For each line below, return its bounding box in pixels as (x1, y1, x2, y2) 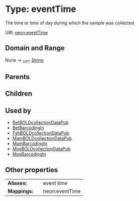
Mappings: (7, 188, 34, 195)
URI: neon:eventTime (5, 29, 48, 35)
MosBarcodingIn (12, 151, 46, 157)
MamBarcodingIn (12, 140, 48, 147)
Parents (5, 72, 30, 81)
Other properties (5, 165, 58, 174)
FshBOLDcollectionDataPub (12, 130, 69, 136)
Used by (5, 106, 31, 115)
